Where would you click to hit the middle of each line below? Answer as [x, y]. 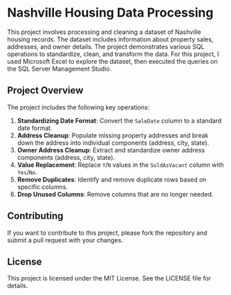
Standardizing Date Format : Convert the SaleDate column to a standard [119, 120]
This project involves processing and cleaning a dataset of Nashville [104, 32]
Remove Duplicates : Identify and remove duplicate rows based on [112, 179]
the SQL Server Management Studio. [59, 69]
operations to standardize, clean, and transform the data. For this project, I [113, 54]
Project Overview [45, 90]
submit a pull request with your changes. [65, 240]
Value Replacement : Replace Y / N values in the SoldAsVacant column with [121, 165]
